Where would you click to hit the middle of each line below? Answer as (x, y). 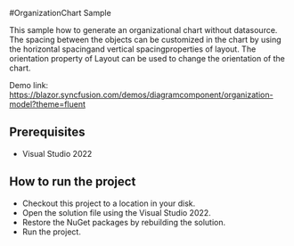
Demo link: (29, 85)
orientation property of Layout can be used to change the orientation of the (147, 58)
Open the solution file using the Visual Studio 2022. (116, 212)
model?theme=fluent (48, 104)
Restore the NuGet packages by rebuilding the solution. (124, 222)
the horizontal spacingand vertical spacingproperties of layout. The (133, 49)
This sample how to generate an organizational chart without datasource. (143, 30)
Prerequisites (47, 132)
